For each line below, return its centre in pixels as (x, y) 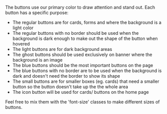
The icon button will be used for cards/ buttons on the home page (81, 92)
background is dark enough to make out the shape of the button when (85, 38)
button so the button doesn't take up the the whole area (70, 87)
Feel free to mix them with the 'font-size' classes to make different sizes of (82, 102)
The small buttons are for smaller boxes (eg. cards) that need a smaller (86, 81)
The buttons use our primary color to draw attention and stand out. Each (80, 7)
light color (23, 28)
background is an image (37, 60)
